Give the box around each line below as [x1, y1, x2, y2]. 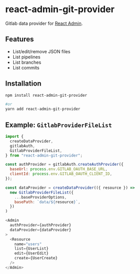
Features [5, 35, 34, 44]
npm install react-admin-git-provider [5, 93, 87, 98]
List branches [12, 59, 42, 65]
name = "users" [14, 242, 42, 247]
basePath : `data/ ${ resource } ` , [14, 199, 81, 205]
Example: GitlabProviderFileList [5, 121, 113, 129]
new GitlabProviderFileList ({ [10, 190, 74, 195]
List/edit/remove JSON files [12, 48, 71, 54]
